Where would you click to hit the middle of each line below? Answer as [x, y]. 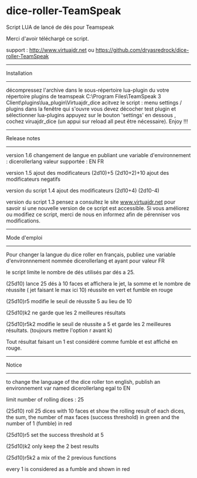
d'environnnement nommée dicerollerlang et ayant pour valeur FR [86, 261]
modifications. [23, 220]
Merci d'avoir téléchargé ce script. [47, 38]
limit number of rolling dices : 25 [45, 399]
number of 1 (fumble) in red [39, 423]
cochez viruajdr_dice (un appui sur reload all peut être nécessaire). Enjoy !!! [97, 121]
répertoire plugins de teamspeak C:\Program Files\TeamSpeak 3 [84, 96]
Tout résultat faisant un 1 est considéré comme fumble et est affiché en [92, 341]
